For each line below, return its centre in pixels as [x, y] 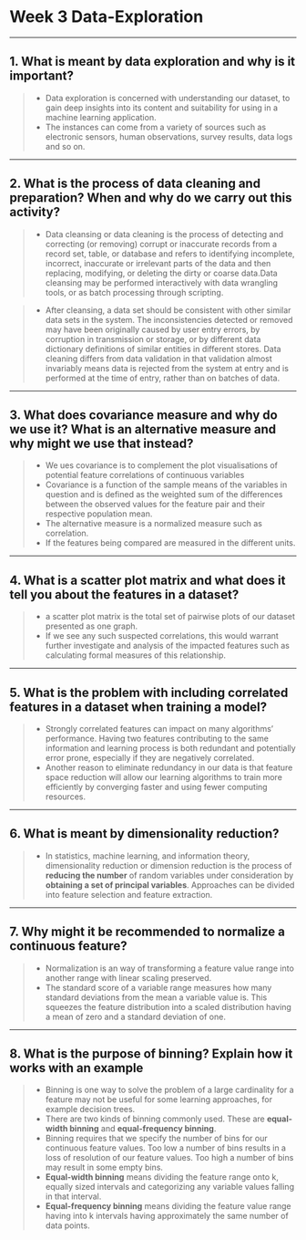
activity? [35, 212]
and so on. [65, 146]
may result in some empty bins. [104, 1167]
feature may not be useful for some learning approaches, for [159, 1099]
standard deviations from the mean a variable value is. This [156, 997]
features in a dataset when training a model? [138, 707]
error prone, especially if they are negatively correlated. [150, 758]
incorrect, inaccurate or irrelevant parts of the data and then [158, 263]
